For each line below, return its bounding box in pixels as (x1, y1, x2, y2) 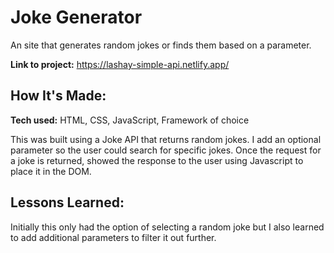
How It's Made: (10, 87, 107, 105)
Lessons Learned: (10, 194, 125, 211)
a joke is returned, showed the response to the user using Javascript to (10, 154, 304, 166)
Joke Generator (10, 6, 143, 29)
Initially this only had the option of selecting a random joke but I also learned (10, 221, 325, 233)
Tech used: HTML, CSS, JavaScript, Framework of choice (10, 114, 250, 126)
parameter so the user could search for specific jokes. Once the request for (10, 144, 322, 156)
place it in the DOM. (10, 165, 92, 177)
